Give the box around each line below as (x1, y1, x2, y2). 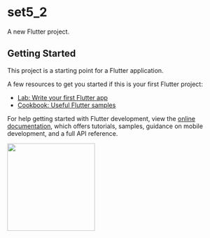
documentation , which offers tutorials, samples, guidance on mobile (7, 122, 203, 130)
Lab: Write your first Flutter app (17, 93, 108, 101)
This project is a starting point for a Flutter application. (7, 66, 164, 74)
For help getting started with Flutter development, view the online (7, 114, 196, 122)
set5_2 (7, 4, 48, 20)
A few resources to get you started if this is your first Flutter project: (7, 80, 203, 88)
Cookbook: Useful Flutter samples (17, 101, 116, 109)
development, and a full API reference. (7, 129, 118, 137)
